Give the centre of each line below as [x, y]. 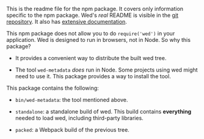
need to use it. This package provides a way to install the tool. [93, 76]
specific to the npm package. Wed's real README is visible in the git [93, 15]
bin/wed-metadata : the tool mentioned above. [71, 100]
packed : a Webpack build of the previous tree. [72, 130]
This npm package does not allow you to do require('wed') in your [91, 33]
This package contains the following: [53, 88]
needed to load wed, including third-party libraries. [79, 118]
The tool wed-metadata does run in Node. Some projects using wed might [106, 70]
